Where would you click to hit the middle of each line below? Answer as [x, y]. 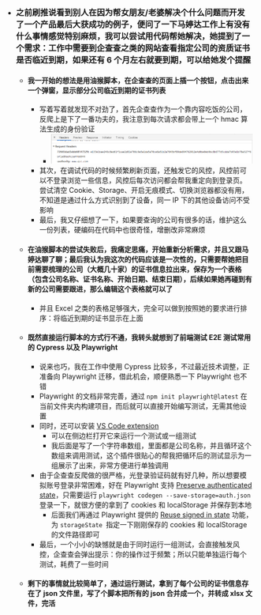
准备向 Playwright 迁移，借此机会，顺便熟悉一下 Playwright [135, 376]
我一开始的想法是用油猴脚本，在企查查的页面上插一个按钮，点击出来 [138, 80]
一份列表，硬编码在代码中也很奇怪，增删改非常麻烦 [122, 230]
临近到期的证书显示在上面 [102, 318]
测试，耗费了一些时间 [74, 564]
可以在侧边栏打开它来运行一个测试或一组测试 [124, 436]
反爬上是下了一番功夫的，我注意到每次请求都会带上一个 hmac [139, 119]
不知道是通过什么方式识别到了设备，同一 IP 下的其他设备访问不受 [144, 200]
